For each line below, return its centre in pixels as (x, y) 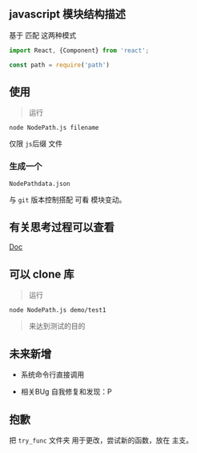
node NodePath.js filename (54, 128)
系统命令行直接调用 (52, 374)
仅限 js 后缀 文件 (36, 144)
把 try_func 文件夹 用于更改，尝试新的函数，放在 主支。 (101, 440)
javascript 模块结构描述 (68, 14)
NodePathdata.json (40, 184)
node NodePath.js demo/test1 (58, 310)
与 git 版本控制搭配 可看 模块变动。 (68, 200)
